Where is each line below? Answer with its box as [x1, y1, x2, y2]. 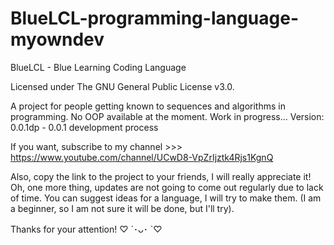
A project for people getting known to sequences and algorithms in [10, 100, 286, 112]
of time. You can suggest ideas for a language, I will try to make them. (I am [10, 192, 322, 204]
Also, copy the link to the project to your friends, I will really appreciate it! [10, 170, 312, 182]
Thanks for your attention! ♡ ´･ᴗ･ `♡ [10, 223, 163, 235]
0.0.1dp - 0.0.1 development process [10, 121, 159, 133]
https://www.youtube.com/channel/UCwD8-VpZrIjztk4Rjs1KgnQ [10, 151, 274, 163]
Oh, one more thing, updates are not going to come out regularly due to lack [10, 181, 324, 193]
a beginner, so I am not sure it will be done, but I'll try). [10, 202, 235, 214]
